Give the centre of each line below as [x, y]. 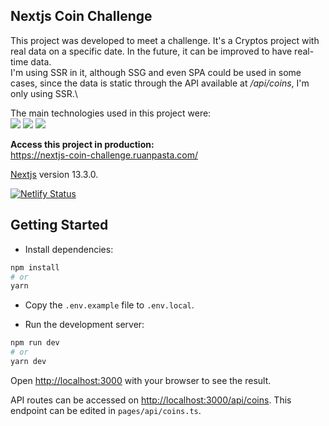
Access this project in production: [82, 144]
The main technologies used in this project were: [111, 113]
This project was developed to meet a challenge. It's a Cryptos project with [165, 40]
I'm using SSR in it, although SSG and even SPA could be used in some [156, 72]
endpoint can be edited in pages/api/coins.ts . [106, 410]
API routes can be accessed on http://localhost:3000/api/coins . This [151, 400]
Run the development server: [84, 325]
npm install [35, 267]
